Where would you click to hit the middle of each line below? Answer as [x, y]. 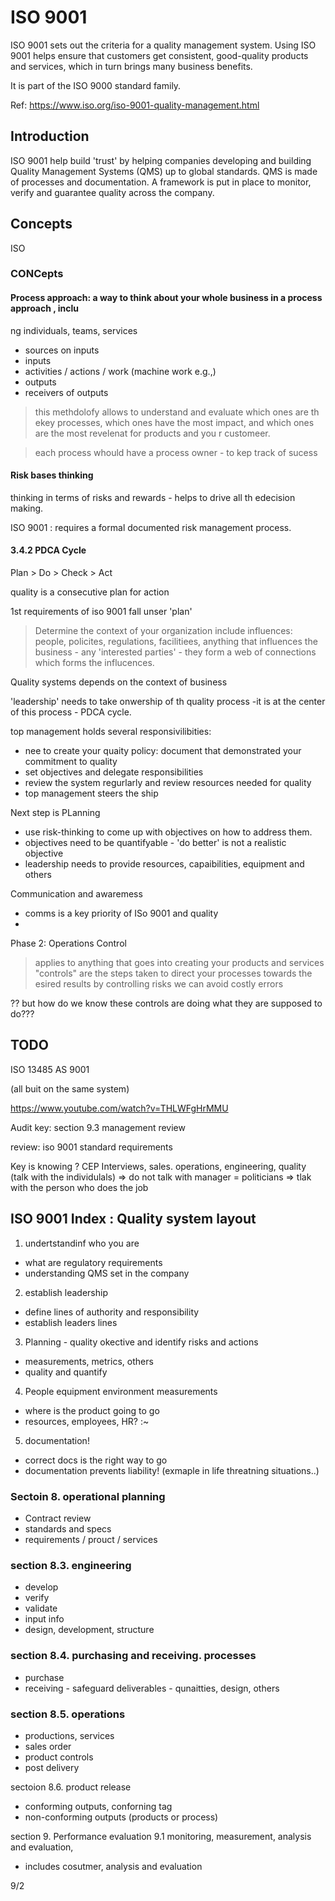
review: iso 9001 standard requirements [91, 1147]
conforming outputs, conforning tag [98, 1806]
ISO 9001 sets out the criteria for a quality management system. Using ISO [163, 45]
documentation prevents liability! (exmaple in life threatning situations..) [172, 1470]
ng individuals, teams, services [74, 330]
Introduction [50, 136]
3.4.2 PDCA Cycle [48, 550]
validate [41, 1608]
